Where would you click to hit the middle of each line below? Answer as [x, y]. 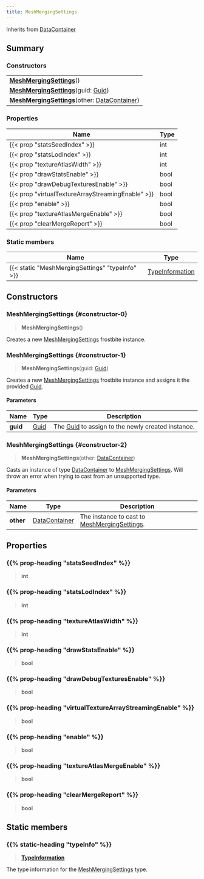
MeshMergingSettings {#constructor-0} [67, 314]
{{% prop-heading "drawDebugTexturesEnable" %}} [86, 679]
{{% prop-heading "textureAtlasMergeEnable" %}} [83, 765]
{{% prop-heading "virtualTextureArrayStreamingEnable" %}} [100, 708]
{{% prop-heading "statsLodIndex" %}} [66, 592]
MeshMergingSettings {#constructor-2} [67, 445]
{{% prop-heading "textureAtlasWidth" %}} [72, 621]
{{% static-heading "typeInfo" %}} [59, 844]
